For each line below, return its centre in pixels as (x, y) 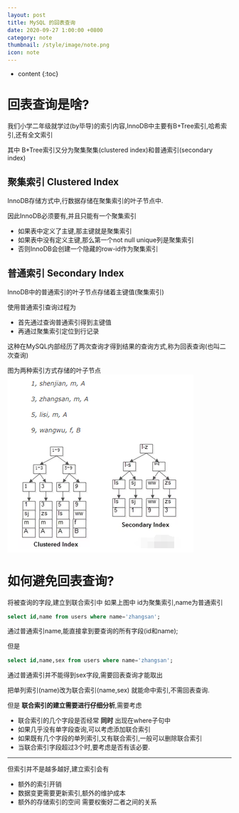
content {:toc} (38, 74)
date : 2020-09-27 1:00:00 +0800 (55, 30)
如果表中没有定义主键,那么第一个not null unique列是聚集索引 (106, 239)
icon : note (23, 53)
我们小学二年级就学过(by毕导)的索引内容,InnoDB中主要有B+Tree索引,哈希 (114, 125)
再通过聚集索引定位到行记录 (58, 331)
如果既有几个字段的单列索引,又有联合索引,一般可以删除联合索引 (110, 738)
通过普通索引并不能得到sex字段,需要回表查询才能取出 (85, 675)
